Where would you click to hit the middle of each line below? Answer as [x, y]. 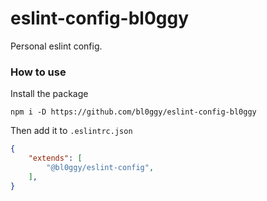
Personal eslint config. [56, 46]
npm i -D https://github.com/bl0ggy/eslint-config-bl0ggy [133, 112]
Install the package [49, 94]
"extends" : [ [55, 158]
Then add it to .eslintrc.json [71, 131]
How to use [38, 72]
